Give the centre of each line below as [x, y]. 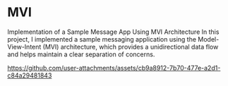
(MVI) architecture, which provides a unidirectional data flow [131, 47]
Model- [208, 39]
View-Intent [24, 47]
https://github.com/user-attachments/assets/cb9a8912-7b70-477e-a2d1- [114, 68]
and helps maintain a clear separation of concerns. [81, 54]
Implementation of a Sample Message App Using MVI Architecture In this [113, 32]
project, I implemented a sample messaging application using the [102, 39]
